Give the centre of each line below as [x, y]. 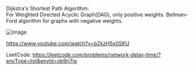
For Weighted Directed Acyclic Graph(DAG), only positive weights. [86, 15]
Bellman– [177, 15]
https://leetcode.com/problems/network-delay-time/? [97, 55]
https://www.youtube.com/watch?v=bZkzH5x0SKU [68, 43]
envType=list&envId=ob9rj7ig [41, 61]
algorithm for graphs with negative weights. [71, 21]
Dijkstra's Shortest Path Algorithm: [48, 8]
